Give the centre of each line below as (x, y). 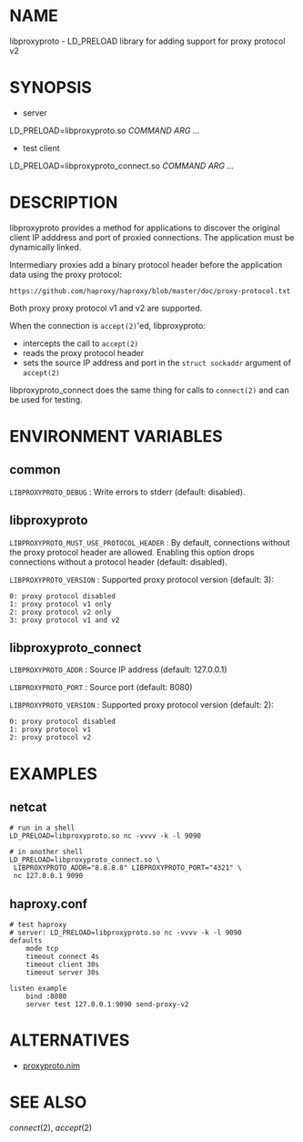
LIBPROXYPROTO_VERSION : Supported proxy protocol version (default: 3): (142, 579)
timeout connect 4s (63, 957)
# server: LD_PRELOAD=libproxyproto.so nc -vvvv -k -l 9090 (126, 933)
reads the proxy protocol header (83, 352)
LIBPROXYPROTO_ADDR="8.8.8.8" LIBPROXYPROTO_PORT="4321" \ (128, 868)
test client (41, 148)
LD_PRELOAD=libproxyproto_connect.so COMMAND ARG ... (122, 166)
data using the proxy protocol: (66, 274)
